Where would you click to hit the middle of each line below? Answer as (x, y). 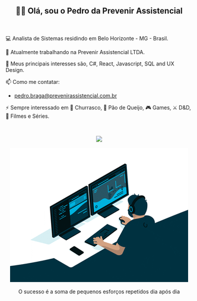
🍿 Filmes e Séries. (28, 116)
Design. (15, 70)
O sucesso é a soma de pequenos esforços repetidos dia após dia (99, 291)
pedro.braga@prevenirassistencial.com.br (65, 96)
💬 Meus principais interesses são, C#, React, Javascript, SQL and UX (90, 64)
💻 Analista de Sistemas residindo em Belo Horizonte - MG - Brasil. (87, 39)
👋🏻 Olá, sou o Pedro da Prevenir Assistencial (99, 11)
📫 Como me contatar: (33, 82)
